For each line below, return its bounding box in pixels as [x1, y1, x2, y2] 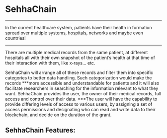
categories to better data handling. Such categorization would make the [5, 74, 152, 80]
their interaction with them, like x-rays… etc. [5, 60, 95, 66]
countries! [5, 35, 26, 41]
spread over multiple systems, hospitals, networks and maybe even [5, 30, 143, 36]
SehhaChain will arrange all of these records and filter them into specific [5, 69, 154, 75]
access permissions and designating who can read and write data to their [5, 106, 156, 112]
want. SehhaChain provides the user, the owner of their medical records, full [5, 90, 162, 96]
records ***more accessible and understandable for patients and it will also [5, 80, 160, 86]
